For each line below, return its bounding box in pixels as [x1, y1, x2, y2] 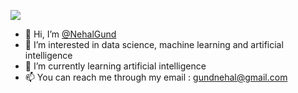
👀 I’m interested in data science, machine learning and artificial [24, 39, 284, 50]
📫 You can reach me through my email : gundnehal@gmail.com [24, 71, 288, 83]
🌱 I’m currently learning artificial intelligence [24, 60, 207, 72]
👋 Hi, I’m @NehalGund [24, 28, 117, 40]
